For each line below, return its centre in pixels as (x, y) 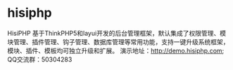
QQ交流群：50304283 (40, 59)
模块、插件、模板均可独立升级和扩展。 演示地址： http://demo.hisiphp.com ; (116, 50)
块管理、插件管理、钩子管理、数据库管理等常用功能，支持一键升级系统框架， (118, 42)
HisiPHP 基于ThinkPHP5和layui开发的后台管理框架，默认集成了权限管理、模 (117, 33)
